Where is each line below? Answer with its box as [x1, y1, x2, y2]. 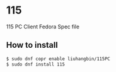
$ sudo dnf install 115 [6, 61, 65, 67]
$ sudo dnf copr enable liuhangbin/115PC [6, 55, 111, 62]
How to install [6, 40, 58, 50]
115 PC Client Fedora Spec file [6, 23, 80, 30]
